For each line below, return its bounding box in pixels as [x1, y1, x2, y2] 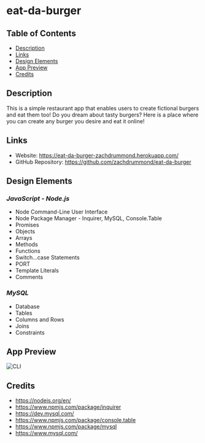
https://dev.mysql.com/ [15, 410, 75, 417]
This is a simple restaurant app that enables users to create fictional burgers [6, 104, 199, 112]
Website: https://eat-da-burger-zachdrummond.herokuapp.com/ [15, 152, 179, 159]
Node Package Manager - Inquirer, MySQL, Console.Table [15, 215, 163, 222]
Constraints [15, 329, 45, 336]
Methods [15, 241, 38, 248]
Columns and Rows [15, 315, 64, 323]
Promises [15, 221, 39, 229]
